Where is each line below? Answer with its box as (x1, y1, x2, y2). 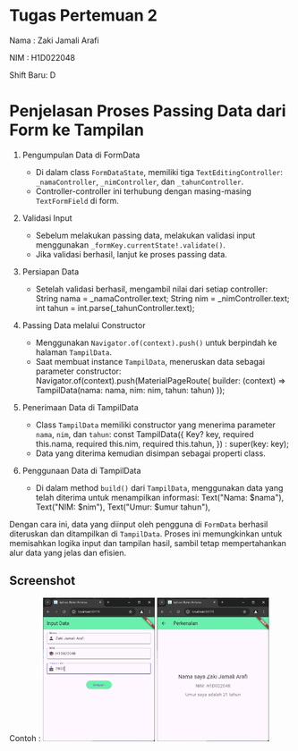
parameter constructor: (35, 366, 122, 376)
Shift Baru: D (9, 69, 56, 80)
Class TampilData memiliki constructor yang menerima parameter (35, 419, 276, 430)
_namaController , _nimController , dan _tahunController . (35, 176, 244, 187)
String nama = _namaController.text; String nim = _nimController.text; (35, 292, 290, 304)
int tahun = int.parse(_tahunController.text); (35, 302, 195, 313)
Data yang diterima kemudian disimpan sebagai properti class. (35, 448, 266, 459)
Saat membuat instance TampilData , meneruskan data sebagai (35, 356, 266, 367)
